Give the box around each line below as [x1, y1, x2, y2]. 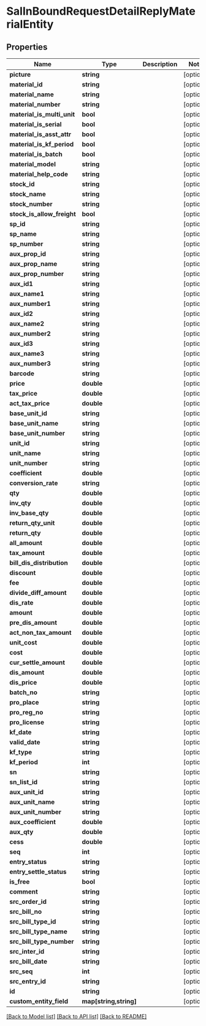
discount [9, 569, 36, 577]
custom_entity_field [9, 997, 69, 1005]
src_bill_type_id [9, 917, 56, 925]
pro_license [9, 718, 45, 726]
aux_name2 [9, 320, 45, 327]
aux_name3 [9, 350, 45, 358]
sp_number [9, 240, 44, 248]
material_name [9, 90, 54, 99]
